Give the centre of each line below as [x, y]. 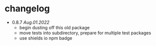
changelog [27, 9]
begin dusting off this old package [55, 27]
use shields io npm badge [46, 38]
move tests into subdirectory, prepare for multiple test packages [85, 33]
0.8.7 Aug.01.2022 [31, 22]
